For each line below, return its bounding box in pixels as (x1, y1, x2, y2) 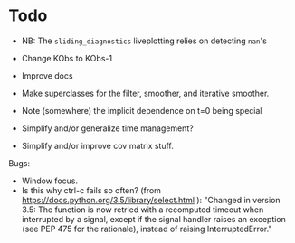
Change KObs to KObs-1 (21, 52, 113, 63)
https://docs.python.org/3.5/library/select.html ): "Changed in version (21, 194, 281, 205)
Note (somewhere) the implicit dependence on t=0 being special (21, 105, 262, 116)
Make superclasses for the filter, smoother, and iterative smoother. (21, 88, 270, 98)
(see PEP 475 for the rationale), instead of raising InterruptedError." (21, 223, 272, 234)
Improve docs (21, 70, 73, 81)
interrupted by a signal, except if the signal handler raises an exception (21, 213, 287, 224)
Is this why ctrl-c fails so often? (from (21, 184, 162, 195)
